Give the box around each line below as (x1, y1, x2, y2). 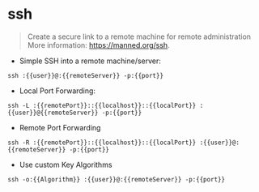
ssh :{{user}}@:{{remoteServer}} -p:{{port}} (7, 71, 163, 79)
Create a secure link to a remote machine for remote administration (27, 32, 252, 41)
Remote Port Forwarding (19, 122, 101, 132)
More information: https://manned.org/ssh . (27, 40, 171, 49)
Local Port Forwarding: (19, 86, 96, 96)
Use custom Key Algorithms (19, 160, 113, 169)
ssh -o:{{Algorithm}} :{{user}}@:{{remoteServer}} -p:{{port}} (7, 175, 226, 183)
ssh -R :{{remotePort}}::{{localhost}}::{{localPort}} (7, 139, 197, 147)
